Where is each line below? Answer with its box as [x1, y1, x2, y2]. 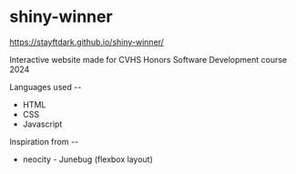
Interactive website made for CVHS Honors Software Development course [9, 54, 288, 65]
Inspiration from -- [9, 136, 79, 147]
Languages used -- [9, 81, 82, 92]
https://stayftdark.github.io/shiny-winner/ [9, 36, 164, 47]
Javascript [22, 118, 63, 129]
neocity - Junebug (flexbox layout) [22, 153, 153, 165]
